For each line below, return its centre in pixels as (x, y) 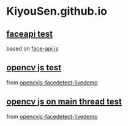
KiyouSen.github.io (57, 11)
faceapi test (30, 34)
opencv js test (34, 68)
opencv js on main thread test (64, 102)
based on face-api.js (32, 48)
